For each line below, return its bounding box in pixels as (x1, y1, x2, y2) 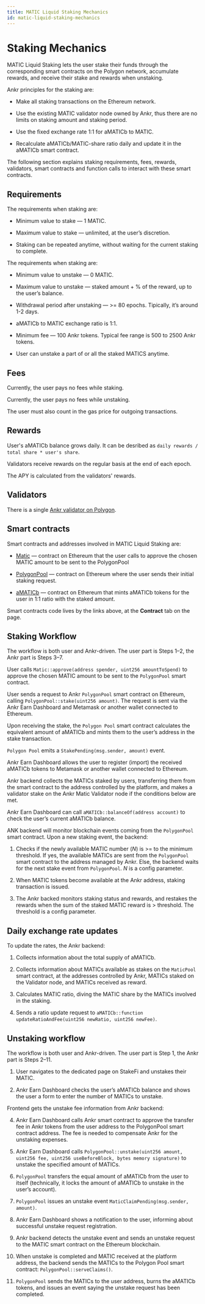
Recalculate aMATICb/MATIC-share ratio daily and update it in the (15, 140, 182, 148)
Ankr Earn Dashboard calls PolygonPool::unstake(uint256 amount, (15, 1147, 183, 1155)
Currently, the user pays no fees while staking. (7, 384, 124, 392)
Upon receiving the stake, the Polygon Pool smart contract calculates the (7, 722, 190, 729)
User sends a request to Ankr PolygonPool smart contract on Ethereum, (7, 691, 185, 698)
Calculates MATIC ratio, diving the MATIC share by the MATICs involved (15, 991, 196, 998)
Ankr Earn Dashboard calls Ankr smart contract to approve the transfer (15, 1116, 194, 1123)
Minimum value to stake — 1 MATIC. (15, 217, 106, 225)
